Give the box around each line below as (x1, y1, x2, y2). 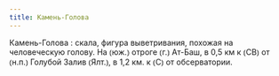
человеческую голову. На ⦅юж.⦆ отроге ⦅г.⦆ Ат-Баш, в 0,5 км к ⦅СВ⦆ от (9, 46, 270, 57)
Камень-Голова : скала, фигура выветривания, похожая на (9, 37, 234, 48)
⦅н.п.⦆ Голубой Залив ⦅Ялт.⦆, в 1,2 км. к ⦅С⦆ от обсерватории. (9, 57, 233, 67)
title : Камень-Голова (9, 12, 90, 22)
